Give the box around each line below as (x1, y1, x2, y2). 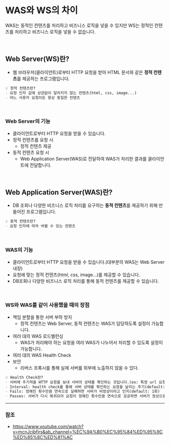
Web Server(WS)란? (5, 55, 70, 63)
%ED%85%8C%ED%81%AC (12, 434, 73, 440)
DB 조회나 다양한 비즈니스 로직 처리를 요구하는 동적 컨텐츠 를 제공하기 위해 (12, 202, 158, 208)
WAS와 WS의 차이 (5, 5, 78, 16)
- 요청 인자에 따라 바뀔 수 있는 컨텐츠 (5, 224, 76, 229)
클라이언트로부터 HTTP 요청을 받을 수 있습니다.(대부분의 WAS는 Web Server (12, 259, 165, 265)
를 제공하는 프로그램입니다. (17, 76, 70, 82)
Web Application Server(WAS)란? (5, 188, 113, 197)
